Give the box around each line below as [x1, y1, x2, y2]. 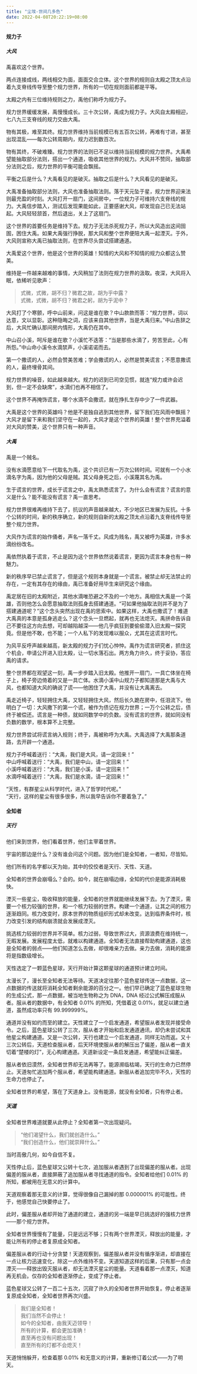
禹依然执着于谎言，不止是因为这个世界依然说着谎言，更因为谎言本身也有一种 [6, 553, 191, 560]
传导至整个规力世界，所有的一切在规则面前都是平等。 [31, 84, 160, 91]
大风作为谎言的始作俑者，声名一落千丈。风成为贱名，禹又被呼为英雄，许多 [6, 533, 186, 540]
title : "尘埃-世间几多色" [6, 8, 63, 15]
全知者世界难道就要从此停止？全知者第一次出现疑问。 [6, 1119, 135, 1126]
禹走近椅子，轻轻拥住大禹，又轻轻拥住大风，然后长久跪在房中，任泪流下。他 [6, 697, 191, 704]
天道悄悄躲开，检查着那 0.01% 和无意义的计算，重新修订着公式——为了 [6, 1354, 178, 1361]
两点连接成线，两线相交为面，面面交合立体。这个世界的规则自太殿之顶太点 [6, 76, 186, 83]
